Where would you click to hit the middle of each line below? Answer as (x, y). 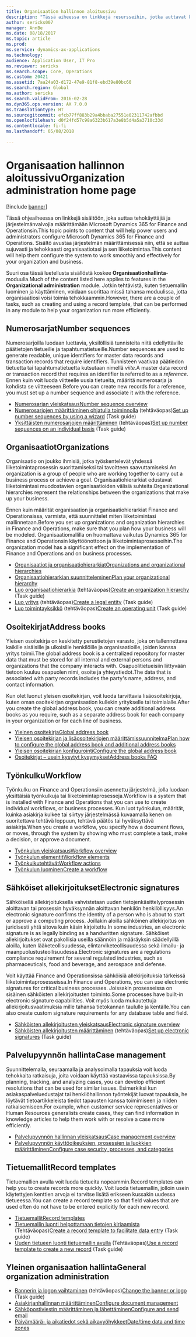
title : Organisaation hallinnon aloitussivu (61, 11)
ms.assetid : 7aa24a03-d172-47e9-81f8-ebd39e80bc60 (69, 83)
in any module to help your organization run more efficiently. (78, 310)
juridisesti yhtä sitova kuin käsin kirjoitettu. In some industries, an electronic (96, 927)
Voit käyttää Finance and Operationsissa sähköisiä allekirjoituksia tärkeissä (96, 976)
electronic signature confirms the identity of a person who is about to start (95, 914)
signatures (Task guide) (43, 1036)
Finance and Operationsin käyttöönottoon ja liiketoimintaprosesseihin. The (94, 541)
